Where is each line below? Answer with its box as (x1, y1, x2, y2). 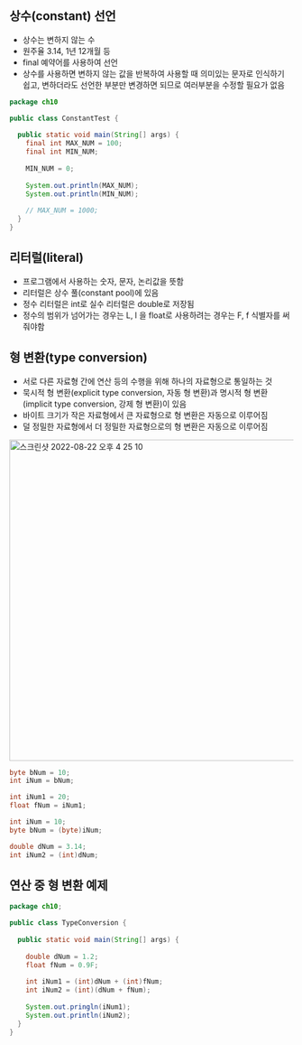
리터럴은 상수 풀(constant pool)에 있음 (22, 287, 160, 298)
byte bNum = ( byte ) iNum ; (9, 826, 103, 835)
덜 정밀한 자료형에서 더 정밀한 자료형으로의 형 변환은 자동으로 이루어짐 (22, 421, 269, 432)
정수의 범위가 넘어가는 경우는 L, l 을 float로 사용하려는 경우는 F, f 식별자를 (22, 310, 281, 321)
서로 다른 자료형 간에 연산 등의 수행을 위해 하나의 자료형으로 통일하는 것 (22, 376, 273, 387)
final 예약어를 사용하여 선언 (22, 57, 119, 68)
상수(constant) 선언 (9, 8, 116, 24)
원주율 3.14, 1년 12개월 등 (22, 45, 111, 56)
